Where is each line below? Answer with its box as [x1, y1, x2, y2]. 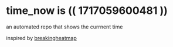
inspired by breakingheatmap [6, 34, 77, 41]
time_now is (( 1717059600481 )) [6, 4, 168, 17]
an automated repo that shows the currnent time [6, 23, 123, 30]
